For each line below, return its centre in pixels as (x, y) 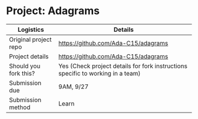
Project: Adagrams (53, 11)
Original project (30, 39)
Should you (25, 66)
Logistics (31, 29)
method (20, 107)
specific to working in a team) (100, 73)
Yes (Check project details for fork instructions (123, 66)
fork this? (22, 73)
